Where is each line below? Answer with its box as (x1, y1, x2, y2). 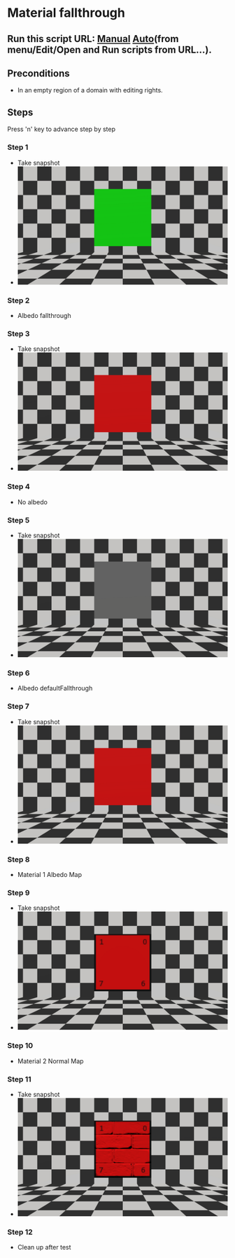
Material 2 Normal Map (17, 1056, 84, 1065)
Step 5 (7, 515, 30, 525)
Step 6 (7, 668, 30, 677)
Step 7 (7, 702, 29, 712)
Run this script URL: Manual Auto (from (7, 33, 179, 45)
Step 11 (7, 1074, 31, 1084)
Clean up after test (17, 1243, 71, 1252)
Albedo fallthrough (17, 311, 71, 319)
